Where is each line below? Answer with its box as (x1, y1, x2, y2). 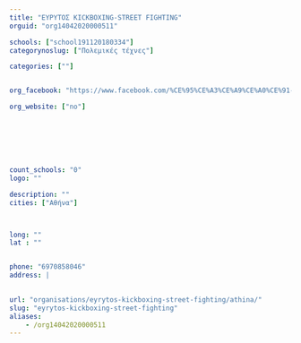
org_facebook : (9, 86, 63, 95)
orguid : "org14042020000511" (9, 21, 118, 30)
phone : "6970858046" (9, 262, 87, 271)
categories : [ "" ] (9, 62, 74, 72)
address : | (9, 270, 50, 280)
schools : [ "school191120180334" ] (9, 38, 134, 47)
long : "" (9, 230, 42, 239)
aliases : (9, 312, 42, 321)
